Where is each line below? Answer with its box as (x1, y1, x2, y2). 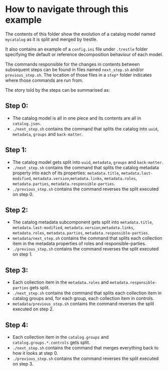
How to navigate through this (5, 4, 129, 15)
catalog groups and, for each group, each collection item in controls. (12, 295, 154, 301)
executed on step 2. (12, 306, 54, 312)
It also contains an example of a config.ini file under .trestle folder (5, 46, 148, 52)
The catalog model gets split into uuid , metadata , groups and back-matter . (12, 159, 163, 165)
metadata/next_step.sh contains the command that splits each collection (12, 235, 162, 241)
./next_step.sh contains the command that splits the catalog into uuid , (12, 126, 159, 132)
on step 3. (12, 361, 34, 366)
